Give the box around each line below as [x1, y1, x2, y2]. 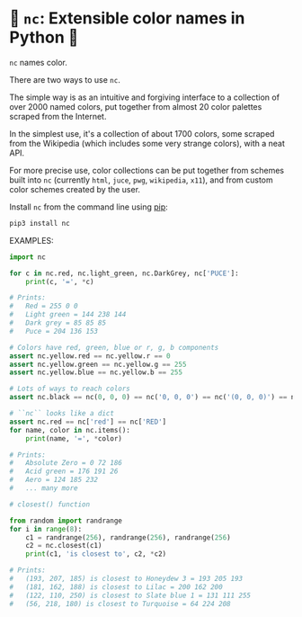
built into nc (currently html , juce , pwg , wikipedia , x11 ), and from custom [9, 174, 274, 185]
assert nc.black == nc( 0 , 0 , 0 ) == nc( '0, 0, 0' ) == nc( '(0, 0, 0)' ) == [9, 393, 288, 402]
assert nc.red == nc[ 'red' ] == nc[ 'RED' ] [9, 417, 167, 426]
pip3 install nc [9, 219, 70, 228]
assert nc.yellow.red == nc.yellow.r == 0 [9, 351, 171, 361]
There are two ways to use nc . [9, 74, 121, 85]
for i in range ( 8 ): [9, 524, 83, 533]
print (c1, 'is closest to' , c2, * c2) [25, 550, 167, 559]
